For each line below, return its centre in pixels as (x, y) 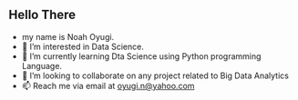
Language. (42, 65)
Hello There (42, 15)
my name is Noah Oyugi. (68, 36)
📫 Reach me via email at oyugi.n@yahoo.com (108, 85)
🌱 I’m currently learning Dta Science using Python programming (141, 56)
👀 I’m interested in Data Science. (83, 46)
